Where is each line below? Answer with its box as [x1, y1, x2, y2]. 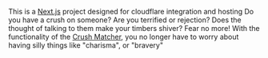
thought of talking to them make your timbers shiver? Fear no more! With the [8, 24, 260, 33]
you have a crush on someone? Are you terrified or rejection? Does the [8, 15, 242, 25]
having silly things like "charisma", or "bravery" [8, 41, 164, 50]
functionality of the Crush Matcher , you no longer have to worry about [8, 32, 239, 41]
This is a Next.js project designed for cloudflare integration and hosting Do [8, 7, 254, 16]
